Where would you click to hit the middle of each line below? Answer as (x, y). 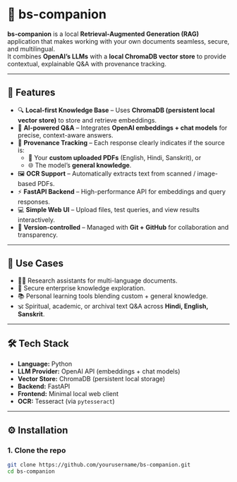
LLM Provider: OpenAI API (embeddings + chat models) (99, 371)
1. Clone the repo (37, 450)
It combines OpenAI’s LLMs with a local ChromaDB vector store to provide (117, 56)
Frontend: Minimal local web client (68, 394)
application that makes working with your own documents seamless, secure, (119, 41)
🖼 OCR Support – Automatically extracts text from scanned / (107, 173)
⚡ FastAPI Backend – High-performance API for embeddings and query (121, 191)
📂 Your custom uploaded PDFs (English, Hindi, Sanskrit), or (115, 157)
